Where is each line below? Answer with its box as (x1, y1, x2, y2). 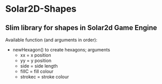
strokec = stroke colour (20, 74, 70, 79)
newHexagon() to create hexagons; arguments (12, 47, 110, 52)
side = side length (20, 63, 58, 69)
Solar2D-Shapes (5, 3, 77, 15)
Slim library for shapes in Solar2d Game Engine (5, 23, 157, 32)
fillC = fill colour (20, 68, 54, 74)
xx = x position (20, 52, 51, 58)
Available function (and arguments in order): (5, 37, 98, 43)
